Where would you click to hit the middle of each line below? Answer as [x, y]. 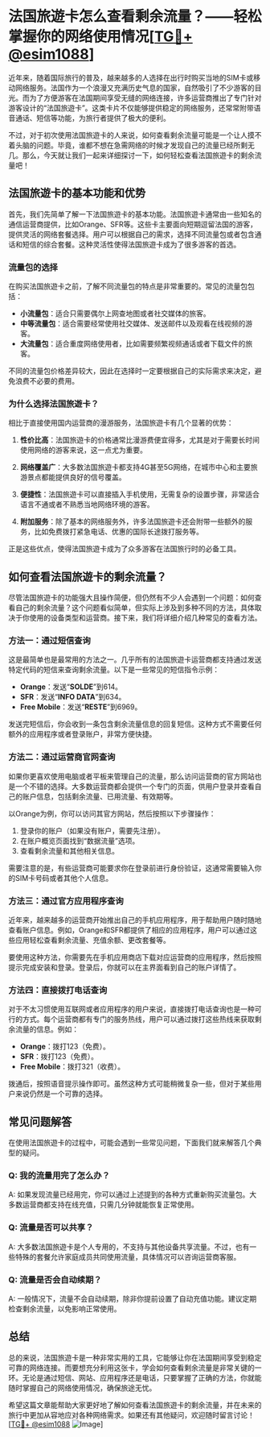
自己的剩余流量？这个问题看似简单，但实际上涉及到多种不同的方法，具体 [135, 608]
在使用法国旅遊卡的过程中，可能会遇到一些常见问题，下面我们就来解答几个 [131, 1143]
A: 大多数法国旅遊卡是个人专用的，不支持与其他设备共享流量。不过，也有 [129, 1247]
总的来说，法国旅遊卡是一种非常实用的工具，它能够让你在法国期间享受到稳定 [135, 1357]
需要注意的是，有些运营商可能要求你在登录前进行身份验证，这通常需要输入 [131, 868]
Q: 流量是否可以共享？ [51, 1227]
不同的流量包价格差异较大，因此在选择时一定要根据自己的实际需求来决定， [131, 371]
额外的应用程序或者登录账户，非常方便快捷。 [82, 734]
